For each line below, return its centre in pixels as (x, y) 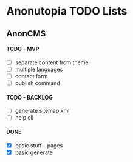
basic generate (34, 152)
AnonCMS (26, 34)
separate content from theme (52, 62)
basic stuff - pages (39, 145)
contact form (31, 76)
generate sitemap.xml (42, 111)
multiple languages (39, 69)
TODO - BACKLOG (30, 97)
